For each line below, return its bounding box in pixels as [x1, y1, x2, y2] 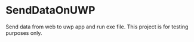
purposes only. [5, 29, 42, 36]
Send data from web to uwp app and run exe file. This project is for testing [5, 23, 189, 30]
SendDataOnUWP [5, 4, 96, 17]
